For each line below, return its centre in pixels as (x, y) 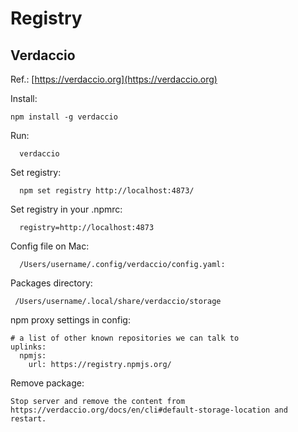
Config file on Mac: (50, 246)
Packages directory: (51, 283)
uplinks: (28, 347)
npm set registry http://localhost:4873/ (107, 191)
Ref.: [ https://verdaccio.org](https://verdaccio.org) (114, 79)
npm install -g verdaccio (64, 117)
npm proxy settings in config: (70, 320)
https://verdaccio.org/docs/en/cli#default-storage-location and (149, 410)
